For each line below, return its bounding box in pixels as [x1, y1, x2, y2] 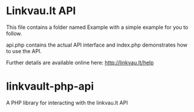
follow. [6, 29, 22, 37]
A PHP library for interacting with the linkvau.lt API [6, 99, 128, 106]
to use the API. [6, 47, 42, 54]
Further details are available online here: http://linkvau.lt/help [6, 59, 154, 66]
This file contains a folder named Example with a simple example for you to [6, 24, 189, 31]
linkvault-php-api [6, 80, 94, 93]
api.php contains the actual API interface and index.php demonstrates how [6, 41, 188, 48]
